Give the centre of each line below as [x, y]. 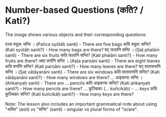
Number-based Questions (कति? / [74, 10]
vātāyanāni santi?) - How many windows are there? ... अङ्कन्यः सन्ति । [74, 77]
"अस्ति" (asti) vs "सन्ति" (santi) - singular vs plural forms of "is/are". [71, 109]
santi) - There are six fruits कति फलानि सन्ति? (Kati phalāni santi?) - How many [81, 55]
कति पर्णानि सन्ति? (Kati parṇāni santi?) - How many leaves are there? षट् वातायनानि [83, 66]
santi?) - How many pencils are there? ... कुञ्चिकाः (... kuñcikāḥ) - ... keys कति [81, 88]
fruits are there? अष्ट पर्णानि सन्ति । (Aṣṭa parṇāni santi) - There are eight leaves [83, 61]
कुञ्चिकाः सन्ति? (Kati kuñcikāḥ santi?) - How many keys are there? [69, 94]
